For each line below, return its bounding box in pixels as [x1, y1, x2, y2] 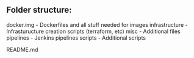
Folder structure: [6, 5, 72, 15]
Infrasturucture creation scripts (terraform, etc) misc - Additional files [6, 27, 181, 35]
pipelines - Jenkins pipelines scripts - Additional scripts [6, 34, 146, 42]
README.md [6, 46, 38, 53]
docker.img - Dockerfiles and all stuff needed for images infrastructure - [6, 21, 188, 28]
